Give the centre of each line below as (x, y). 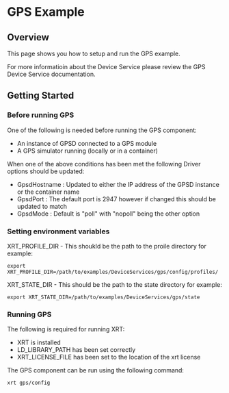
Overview (28, 37)
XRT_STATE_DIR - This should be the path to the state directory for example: (114, 284)
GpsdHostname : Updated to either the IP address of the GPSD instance (118, 184)
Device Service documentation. (51, 74)
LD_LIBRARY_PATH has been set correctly (76, 350)
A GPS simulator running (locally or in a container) (87, 151)
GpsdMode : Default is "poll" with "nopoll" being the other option (108, 214)
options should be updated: (46, 171)
